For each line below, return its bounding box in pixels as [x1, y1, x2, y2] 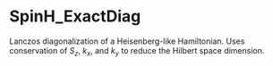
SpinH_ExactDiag [9, 6, 141, 27]
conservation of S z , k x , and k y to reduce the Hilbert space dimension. [9, 45, 265, 58]
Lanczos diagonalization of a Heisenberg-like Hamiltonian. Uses [9, 36, 245, 46]
